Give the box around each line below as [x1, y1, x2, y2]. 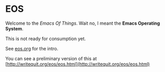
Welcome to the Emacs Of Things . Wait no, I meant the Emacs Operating [5, 20, 160, 26]
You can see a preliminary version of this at [5, 55, 97, 62]
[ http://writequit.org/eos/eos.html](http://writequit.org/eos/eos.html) [5, 61, 150, 67]
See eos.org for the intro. [5, 45, 59, 51]
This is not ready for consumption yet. [5, 35, 86, 42]
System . [5, 25, 24, 31]
